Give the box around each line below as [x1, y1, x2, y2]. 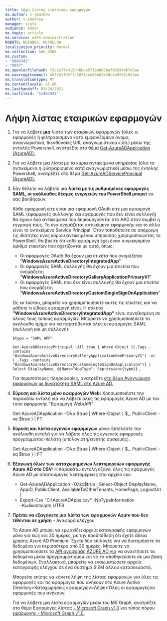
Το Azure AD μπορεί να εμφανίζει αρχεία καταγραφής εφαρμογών [12, 527, 152, 533]
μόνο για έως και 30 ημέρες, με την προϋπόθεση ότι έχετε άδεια [12, 532, 147, 538]
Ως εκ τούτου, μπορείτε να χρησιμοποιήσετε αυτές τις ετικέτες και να [12, 299, 157, 305]
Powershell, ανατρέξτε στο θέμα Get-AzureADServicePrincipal [12, 170, 142, 176]
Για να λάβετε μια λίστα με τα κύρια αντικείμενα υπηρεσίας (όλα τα [12, 160, 155, 166]
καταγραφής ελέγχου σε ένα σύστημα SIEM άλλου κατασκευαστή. [12, 564, 152, 570]
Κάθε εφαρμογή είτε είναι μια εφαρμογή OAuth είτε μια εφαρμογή [12, 206, 151, 212]
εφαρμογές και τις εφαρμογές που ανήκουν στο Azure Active [12, 579, 140, 585]
